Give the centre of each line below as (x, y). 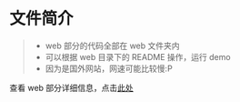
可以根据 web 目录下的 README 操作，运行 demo (138, 56)
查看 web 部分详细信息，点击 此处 (71, 87)
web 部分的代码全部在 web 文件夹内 (112, 46)
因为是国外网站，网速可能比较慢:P (109, 68)
